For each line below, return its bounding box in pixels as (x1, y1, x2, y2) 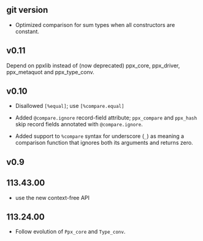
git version (6, 5, 48, 15)
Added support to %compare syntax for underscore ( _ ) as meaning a (15, 132, 185, 140)
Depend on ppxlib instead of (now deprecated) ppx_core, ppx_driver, (6, 61, 180, 69)
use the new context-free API (15, 194, 90, 201)
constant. (15, 28, 40, 35)
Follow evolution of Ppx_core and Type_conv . (15, 228, 126, 235)
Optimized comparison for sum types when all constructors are (15, 21, 175, 28)
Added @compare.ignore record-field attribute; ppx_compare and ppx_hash (15, 114, 197, 121)
